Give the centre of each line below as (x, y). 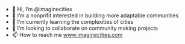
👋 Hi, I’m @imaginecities (42, 9)
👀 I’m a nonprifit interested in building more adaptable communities (95, 15)
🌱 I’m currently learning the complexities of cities (73, 22)
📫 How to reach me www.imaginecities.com (67, 35)
